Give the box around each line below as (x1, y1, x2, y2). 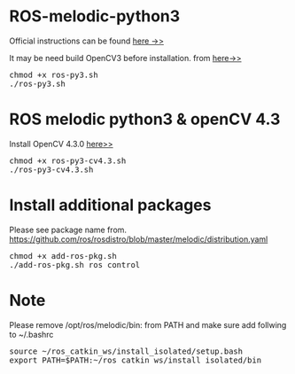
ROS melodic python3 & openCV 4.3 (9, 109, 281, 129)
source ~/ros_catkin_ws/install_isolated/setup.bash (9, 346, 244, 356)
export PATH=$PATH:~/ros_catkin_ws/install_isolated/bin (9, 355, 262, 365)
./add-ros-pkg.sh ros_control (9, 260, 141, 269)
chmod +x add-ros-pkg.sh (9, 251, 117, 261)
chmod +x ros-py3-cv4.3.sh (9, 155, 127, 166)
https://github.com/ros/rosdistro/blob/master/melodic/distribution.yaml (9, 233, 268, 245)
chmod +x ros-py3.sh (9, 69, 99, 80)
